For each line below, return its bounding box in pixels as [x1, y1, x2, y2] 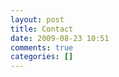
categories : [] [10, 52, 74, 62]
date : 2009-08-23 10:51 [10, 33, 110, 43]
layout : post [10, 14, 65, 25]
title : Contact [10, 24, 74, 34]
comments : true [10, 42, 74, 53]
